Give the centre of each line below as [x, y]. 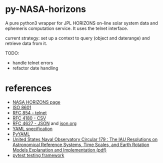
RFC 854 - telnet [29, 112]
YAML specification [32, 128]
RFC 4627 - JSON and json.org [44, 123]
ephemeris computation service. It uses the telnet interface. [67, 28]
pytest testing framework [38, 155]
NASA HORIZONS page [36, 102]
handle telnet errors [33, 62]
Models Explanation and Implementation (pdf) [59, 150]
